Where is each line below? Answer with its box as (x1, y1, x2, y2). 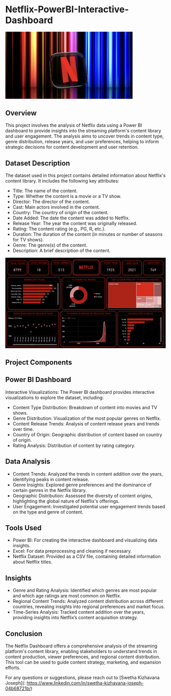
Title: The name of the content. (12, 188, 78, 194)
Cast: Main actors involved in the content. (12, 204, 100, 210)
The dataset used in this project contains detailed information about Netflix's (5, 172, 166, 178)
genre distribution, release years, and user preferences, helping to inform (5, 139, 159, 145)
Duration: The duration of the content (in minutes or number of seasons (12, 231, 163, 237)
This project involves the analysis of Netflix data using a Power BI (5, 122, 142, 128)
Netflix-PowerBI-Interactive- (5, 4, 129, 15)
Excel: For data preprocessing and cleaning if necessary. (12, 548, 132, 554)
